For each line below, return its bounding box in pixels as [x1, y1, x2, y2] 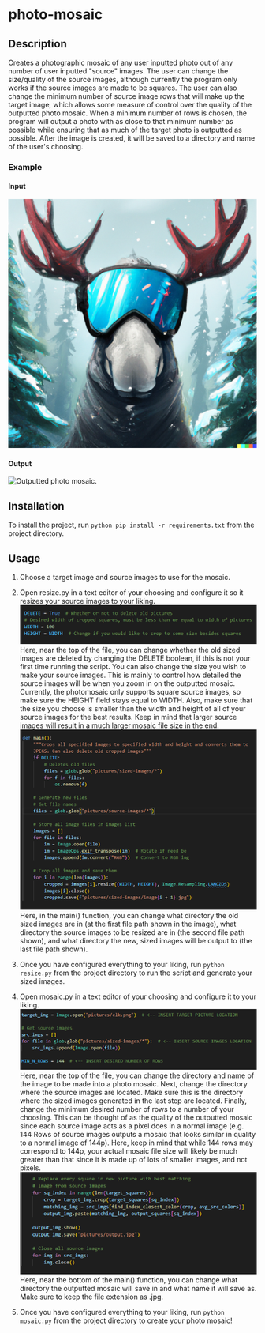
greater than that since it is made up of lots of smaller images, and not [19, 1154, 248, 1164]
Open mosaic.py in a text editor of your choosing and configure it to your [19, 992, 256, 1001]
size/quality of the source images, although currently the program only [8, 75, 238, 84]
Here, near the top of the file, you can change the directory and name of [19, 1071, 255, 1080]
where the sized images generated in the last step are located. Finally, [19, 1096, 247, 1105]
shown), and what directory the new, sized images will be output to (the [19, 936, 252, 945]
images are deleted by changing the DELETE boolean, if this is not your [19, 653, 251, 663]
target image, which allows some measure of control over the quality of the [8, 100, 252, 109]
